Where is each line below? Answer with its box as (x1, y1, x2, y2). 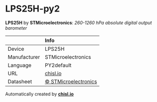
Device (8, 45, 24, 52)
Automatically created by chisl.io (5, 91, 74, 97)
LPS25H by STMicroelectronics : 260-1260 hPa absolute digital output (5, 20, 152, 26)
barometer (5, 25, 27, 31)
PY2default (44, 61, 71, 68)
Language (8, 61, 32, 68)
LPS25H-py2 (5, 3, 60, 15)
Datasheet (8, 78, 32, 85)
